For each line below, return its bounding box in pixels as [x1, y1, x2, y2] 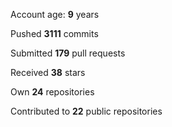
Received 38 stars [10, 67, 86, 78]
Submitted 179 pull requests [10, 47, 126, 59]
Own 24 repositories [10, 86, 95, 98]
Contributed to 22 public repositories [10, 105, 163, 117]
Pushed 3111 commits [10, 28, 99, 39]
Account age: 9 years [10, 9, 100, 20]
